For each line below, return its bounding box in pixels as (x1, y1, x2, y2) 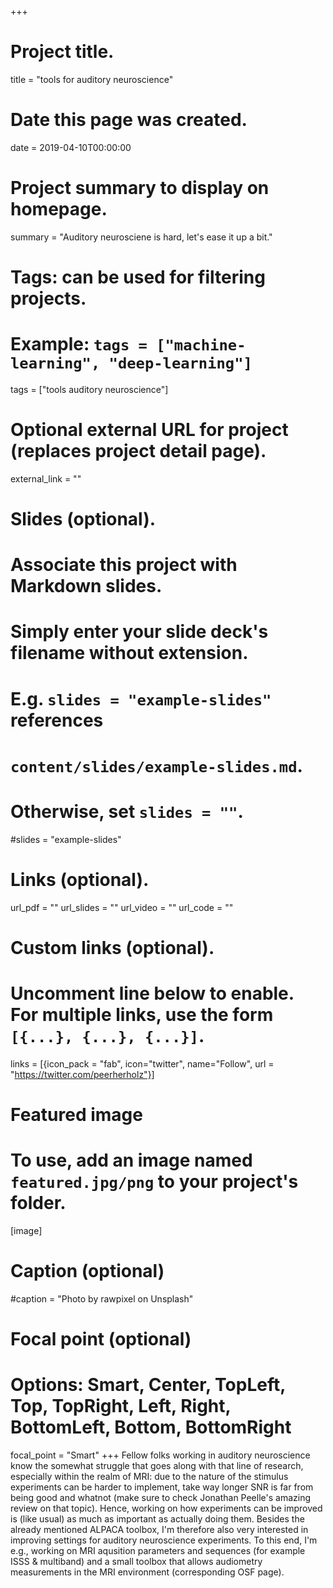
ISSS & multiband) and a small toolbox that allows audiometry (10, 1556, 263, 1567)
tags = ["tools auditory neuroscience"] (10, 383, 169, 395)
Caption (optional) (10, 1260, 165, 1283)
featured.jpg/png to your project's (10, 1171, 299, 1193)
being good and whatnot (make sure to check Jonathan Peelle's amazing (10, 1492, 312, 1503)
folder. (10, 1192, 67, 1215)
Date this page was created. (10, 109, 248, 131)
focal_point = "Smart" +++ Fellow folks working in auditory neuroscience (10, 1449, 311, 1461)
